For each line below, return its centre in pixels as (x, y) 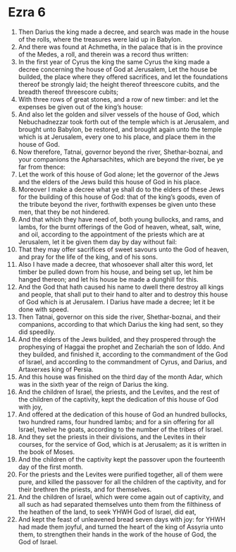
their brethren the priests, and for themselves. (85, 489)
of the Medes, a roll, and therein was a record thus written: (103, 54)
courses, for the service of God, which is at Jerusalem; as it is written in (122, 444)
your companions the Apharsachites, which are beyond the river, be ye (121, 159)
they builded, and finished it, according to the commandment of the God (123, 354)
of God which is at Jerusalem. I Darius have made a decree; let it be (117, 301)
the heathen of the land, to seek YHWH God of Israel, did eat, (107, 512)
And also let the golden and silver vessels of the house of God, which (119, 114)
